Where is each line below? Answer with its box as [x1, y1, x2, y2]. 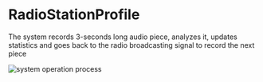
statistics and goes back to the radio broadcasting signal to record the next [8, 40, 255, 49]
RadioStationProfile [8, 6, 140, 24]
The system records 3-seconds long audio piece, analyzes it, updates [8, 32, 237, 41]
